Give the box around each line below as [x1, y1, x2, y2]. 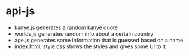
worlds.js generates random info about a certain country [14, 30, 154, 37]
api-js [5, 4, 35, 18]
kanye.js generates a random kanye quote [14, 24, 118, 31]
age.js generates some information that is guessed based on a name [14, 36, 184, 43]
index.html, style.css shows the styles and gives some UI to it [14, 43, 166, 50]
